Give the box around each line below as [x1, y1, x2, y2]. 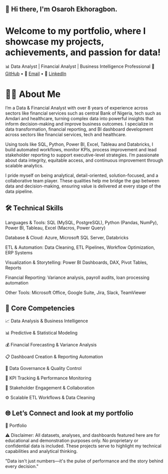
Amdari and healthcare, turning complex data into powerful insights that [5, 116, 154, 122]
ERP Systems [5, 250, 33, 256]
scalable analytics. [5, 163, 44, 169]
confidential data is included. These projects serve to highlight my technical [5, 443, 161, 449]
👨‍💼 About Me [5, 88, 61, 100]
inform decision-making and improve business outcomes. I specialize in [5, 121, 153, 127]
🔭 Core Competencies [5, 304, 75, 313]
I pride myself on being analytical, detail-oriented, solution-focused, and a [5, 172, 158, 178]
